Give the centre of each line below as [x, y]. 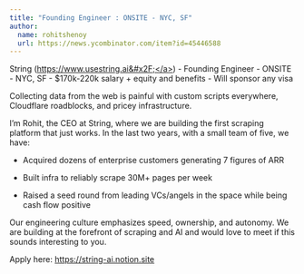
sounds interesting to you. [58, 242]
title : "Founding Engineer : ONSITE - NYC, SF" [101, 18]
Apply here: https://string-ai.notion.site [82, 259]
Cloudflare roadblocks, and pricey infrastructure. [101, 106]
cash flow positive [56, 205]
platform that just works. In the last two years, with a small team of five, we [149, 133]
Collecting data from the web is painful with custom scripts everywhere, [144, 96]
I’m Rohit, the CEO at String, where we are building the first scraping [137, 123]
